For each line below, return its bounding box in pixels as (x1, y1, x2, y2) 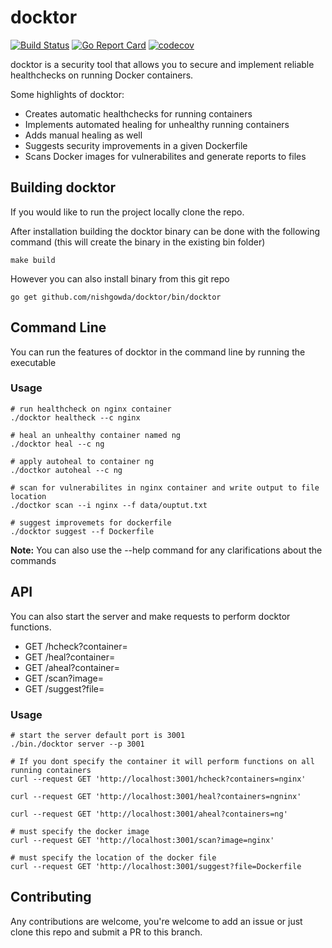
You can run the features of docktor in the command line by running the (10, 346, 306, 358)
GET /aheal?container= (24, 661, 121, 673)
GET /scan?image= (24, 672, 105, 684)
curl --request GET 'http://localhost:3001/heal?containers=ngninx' (10, 791, 302, 801)
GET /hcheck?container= (24, 640, 128, 652)
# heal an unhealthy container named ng (10, 430, 182, 440)
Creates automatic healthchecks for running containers (24, 107, 253, 120)
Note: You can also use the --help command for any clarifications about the (10, 544, 323, 556)
